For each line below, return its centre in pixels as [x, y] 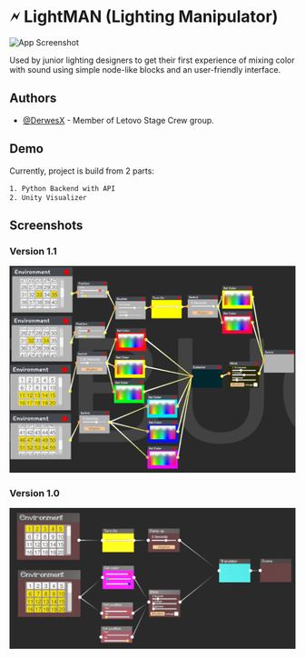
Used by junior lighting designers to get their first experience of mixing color [152, 60]
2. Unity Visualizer [49, 197]
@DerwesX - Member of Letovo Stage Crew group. [118, 120]
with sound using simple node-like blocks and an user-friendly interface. [145, 69]
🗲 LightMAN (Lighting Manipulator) [144, 17]
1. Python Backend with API [63, 188]
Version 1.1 [33, 251]
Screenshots [46, 225]
